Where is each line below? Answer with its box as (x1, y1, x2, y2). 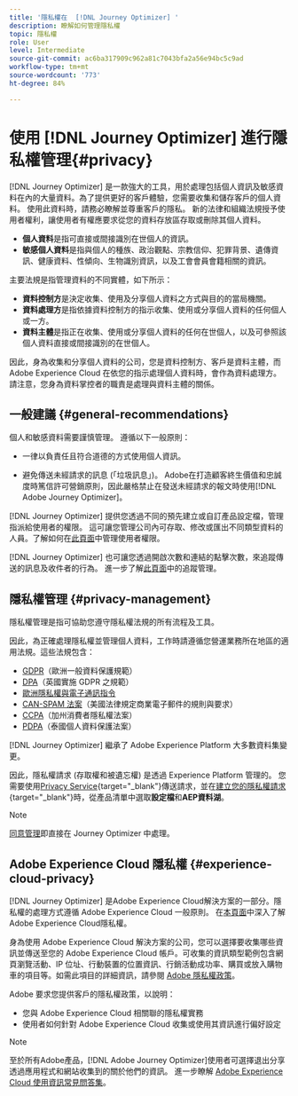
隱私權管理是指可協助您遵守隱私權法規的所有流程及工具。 (9, 617, 219, 627)
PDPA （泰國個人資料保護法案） (21, 721, 137, 732)
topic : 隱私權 (9, 29, 58, 38)
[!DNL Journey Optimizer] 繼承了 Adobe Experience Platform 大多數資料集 (9, 740, 280, 751)
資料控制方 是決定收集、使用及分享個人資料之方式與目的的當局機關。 (21, 293, 271, 304)
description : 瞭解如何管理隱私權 (9, 21, 122, 30)
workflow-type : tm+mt (9, 63, 90, 72)
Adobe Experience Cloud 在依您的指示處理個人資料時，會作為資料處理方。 (9, 367, 282, 378)
